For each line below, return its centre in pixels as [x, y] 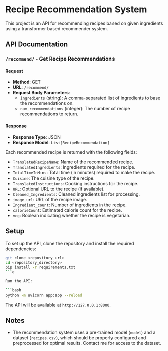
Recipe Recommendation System [76, 9]
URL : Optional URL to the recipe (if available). [59, 189]
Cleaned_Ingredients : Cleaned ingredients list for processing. [76, 194]
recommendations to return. [49, 114]
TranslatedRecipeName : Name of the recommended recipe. [73, 162]
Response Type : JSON [36, 137]
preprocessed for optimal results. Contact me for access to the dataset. [87, 343]
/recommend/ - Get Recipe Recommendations [60, 59]
